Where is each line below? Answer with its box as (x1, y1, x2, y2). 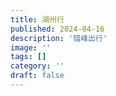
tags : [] (10, 52, 47, 62)
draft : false (10, 71, 65, 81)
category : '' (10, 61, 65, 71)
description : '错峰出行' (10, 33, 108, 43)
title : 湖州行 (10, 14, 65, 25)
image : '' (10, 42, 52, 53)
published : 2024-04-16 (10, 24, 105, 34)
